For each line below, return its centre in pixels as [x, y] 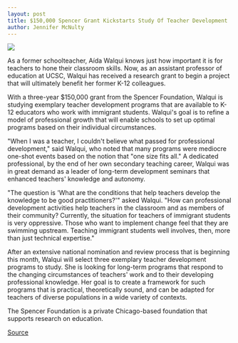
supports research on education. [55, 319]
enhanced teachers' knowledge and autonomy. [77, 179]
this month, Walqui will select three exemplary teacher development [107, 260]
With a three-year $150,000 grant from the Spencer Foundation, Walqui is [115, 97]
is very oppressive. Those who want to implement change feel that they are [118, 223]
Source [18, 332]
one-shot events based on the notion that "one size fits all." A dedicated [113, 157]
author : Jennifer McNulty [46, 27]
